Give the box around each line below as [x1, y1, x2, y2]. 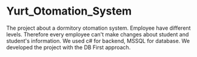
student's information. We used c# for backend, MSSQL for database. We [6, 37, 190, 44]
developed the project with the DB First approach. [6, 44, 131, 51]
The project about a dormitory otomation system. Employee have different [6, 24, 191, 32]
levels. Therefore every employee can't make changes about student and [6, 30, 189, 38]
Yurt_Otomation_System [6, 4, 132, 18]
